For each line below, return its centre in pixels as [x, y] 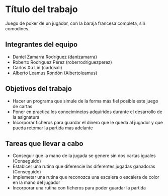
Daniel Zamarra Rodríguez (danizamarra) [55, 57]
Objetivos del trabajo [38, 89]
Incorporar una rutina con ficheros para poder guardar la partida [79, 188]
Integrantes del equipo [41, 45]
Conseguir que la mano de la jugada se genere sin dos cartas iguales [84, 156]
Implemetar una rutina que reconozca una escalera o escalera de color [86, 177]
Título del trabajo [41, 9]
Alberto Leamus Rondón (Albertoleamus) [55, 73]
